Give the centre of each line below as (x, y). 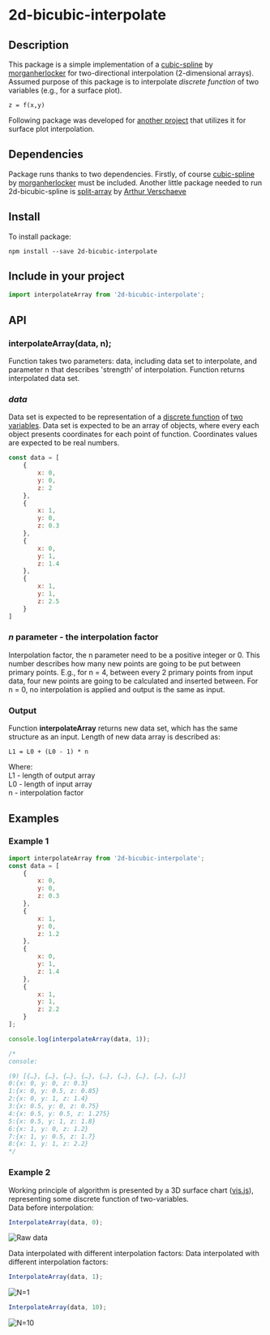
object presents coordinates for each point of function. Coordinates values (133, 434)
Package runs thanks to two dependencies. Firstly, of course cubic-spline (132, 174)
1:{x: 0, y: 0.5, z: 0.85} (54, 1091)
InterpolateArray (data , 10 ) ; (58, 1307)
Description (39, 45)
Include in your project (66, 277)
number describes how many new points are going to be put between (124, 663)
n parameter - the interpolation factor (84, 637)
